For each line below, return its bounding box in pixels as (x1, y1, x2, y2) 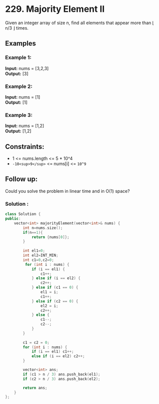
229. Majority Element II (5, 3, 105, 15)
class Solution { (5, 212, 41, 217)
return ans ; (23, 385, 48, 390)
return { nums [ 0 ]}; (31, 234, 70, 240)
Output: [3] (5, 71, 29, 76)
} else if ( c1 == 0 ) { (31, 285, 79, 290)
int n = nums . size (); (23, 225, 63, 230)
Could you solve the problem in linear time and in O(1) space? (5, 188, 130, 194)
